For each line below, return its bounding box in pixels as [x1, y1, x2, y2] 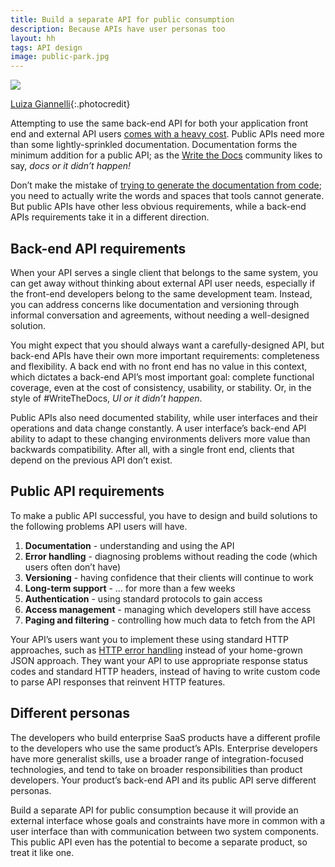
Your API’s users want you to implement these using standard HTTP [10, 633, 290, 645]
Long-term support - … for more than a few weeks [24, 582, 236, 594]
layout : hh [10, 33, 56, 43]
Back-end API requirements [10, 240, 187, 257]
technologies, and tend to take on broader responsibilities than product [10, 763, 303, 775]
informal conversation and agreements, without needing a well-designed [10, 309, 310, 321]
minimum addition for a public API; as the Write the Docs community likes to [10, 149, 323, 161]
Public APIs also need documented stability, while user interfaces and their [10, 411, 319, 423]
